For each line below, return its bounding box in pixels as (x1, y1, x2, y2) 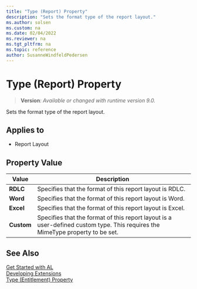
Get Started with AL (6, 264, 54, 270)
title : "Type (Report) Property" (6, 8, 88, 15)
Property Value (6, 158, 63, 168)
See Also (6, 248, 39, 258)
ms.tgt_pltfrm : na (6, 42, 51, 47)
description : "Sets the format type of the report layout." (6, 14, 157, 20)
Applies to (6, 125, 45, 135)
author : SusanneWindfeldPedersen (6, 52, 88, 58)
